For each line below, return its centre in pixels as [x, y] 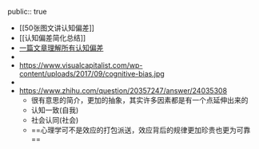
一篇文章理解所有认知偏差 [61, 48]
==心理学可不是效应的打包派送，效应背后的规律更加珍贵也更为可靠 [141, 130]
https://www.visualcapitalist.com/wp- [81, 65]
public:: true [27, 12]
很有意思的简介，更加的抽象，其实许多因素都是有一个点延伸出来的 [139, 100]
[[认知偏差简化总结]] [52, 38]
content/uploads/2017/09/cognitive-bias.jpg [92, 74]
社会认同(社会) [55, 120]
